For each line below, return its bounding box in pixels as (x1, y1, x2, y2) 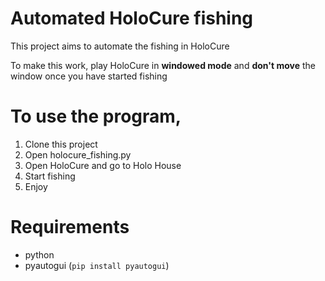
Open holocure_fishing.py (24, 148, 132, 161)
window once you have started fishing (10, 70, 168, 82)
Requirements (10, 216, 130, 239)
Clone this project (24, 138, 98, 150)
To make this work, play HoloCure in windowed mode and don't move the (10, 59, 316, 71)
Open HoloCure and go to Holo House (24, 159, 182, 171)
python (24, 248, 55, 261)
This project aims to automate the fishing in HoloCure (10, 40, 230, 52)
